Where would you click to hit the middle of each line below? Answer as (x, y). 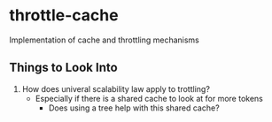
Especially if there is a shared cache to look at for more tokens (149, 98)
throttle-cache (64, 15)
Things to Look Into (63, 68)
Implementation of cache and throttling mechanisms (104, 40)
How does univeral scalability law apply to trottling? (116, 88)
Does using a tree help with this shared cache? (134, 108)
